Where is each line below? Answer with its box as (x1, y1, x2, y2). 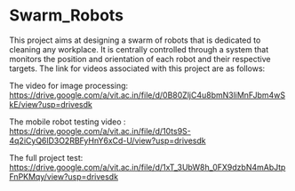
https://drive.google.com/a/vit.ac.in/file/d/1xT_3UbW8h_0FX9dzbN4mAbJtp (9, 162, 286, 172)
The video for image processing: (9, 80, 129, 91)
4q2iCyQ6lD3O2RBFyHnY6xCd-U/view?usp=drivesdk (9, 135, 206, 146)
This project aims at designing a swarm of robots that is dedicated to (9, 35, 261, 45)
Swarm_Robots (9, 5, 124, 26)
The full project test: (9, 152, 84, 163)
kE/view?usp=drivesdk (9, 99, 93, 109)
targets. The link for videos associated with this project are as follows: (9, 63, 266, 74)
